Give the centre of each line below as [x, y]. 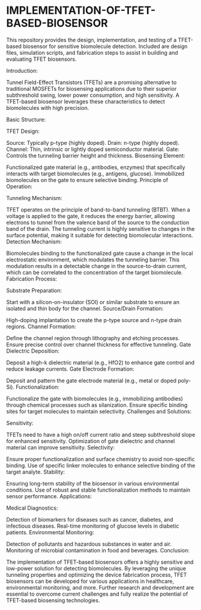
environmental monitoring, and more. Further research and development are [100, 587]
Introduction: [22, 70]
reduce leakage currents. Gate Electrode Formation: [70, 369]
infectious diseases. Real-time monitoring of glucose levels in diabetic [93, 526]
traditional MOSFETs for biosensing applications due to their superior [91, 88]
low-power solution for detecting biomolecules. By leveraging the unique [96, 568]
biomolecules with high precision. [48, 108]
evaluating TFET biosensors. [41, 59]
